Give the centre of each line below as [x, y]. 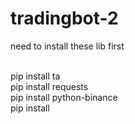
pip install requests [49, 86]
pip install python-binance [64, 97]
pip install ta [35, 76]
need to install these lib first [67, 46]
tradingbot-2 [64, 18]
